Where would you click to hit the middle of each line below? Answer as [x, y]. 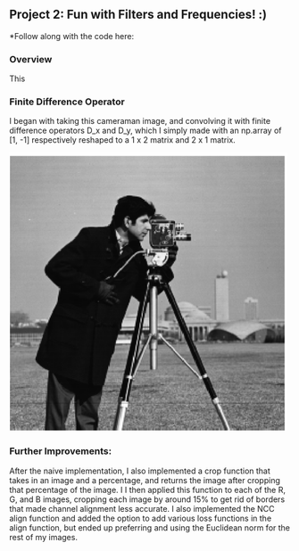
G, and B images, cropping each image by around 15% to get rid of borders [147, 499]
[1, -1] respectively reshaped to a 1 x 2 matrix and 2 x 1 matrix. [123, 140]
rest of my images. [44, 537]
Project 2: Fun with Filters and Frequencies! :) [138, 15]
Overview [31, 59]
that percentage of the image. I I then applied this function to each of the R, [147, 489]
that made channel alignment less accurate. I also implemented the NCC [142, 508]
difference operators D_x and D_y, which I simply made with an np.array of [145, 131]
